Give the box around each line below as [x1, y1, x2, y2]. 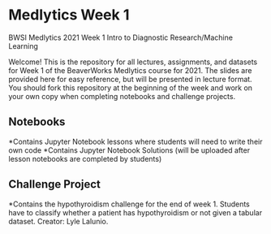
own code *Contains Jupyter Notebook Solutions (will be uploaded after [8, 145, 250, 155]
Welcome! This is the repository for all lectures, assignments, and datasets [8, 57, 258, 67]
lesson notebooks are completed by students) [8, 154, 162, 163]
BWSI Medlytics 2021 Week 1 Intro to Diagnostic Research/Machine [8, 32, 234, 42]
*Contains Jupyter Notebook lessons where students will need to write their [8, 136, 263, 146]
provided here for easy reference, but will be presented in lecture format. [8, 74, 253, 84]
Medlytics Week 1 [8, 6, 130, 24]
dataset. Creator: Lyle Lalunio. [8, 216, 109, 226]
